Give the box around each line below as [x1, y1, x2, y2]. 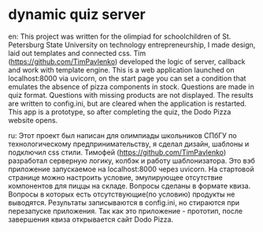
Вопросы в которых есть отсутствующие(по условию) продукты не [8, 189, 235, 199]
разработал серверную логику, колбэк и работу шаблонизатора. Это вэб [8, 155, 256, 165]
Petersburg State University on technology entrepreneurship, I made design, [8, 39, 256, 49]
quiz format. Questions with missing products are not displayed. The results [8, 90, 254, 99]
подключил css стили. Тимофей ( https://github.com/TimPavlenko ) [8, 148, 227, 157]
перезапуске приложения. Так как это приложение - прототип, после [8, 206, 243, 215]
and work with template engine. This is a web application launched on [8, 65, 235, 74]
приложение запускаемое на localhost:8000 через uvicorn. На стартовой [8, 164, 254, 174]
